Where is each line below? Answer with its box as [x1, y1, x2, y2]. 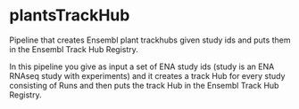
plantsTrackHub [9, 5, 130, 26]
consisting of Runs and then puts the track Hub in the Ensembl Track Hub [9, 80, 279, 90]
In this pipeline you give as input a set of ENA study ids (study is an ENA [9, 61, 275, 72]
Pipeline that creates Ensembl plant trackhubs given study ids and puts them [9, 35, 291, 45]
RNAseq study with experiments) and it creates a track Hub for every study [9, 70, 286, 81]
